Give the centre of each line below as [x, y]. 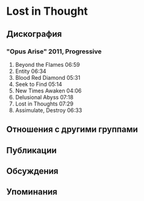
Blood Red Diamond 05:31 [48, 77]
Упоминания [32, 192]
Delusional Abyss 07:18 [44, 97]
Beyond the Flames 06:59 [48, 64]
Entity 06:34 [31, 71]
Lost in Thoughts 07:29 [44, 104]
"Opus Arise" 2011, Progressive [54, 51]
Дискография [34, 34]
